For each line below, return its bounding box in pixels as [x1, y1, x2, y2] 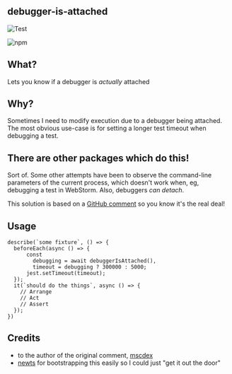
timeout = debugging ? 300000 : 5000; [33, 264, 147, 271]
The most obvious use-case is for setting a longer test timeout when [7, 124, 207, 133]
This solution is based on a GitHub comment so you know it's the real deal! [7, 199, 225, 208]
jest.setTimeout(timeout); [25, 270, 106, 277]
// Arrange [20, 288, 52, 296]
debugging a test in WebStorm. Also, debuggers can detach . [7, 186, 185, 194]
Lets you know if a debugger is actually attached [7, 77, 150, 86]
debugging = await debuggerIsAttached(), [33, 257, 157, 264]
